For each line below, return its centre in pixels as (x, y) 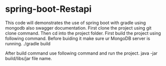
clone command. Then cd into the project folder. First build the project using (83, 33)
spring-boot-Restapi (48, 9)
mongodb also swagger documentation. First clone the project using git (78, 28)
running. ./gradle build (28, 43)
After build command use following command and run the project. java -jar (82, 53)
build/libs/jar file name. (29, 58)
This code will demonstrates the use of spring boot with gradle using (76, 23)
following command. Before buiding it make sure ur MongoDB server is (78, 38)
